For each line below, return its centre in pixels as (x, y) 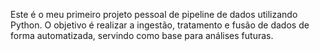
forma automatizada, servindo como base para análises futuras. (142, 35)
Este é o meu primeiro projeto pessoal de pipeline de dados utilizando (154, 14)
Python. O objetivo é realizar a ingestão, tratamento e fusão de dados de (160, 25)
